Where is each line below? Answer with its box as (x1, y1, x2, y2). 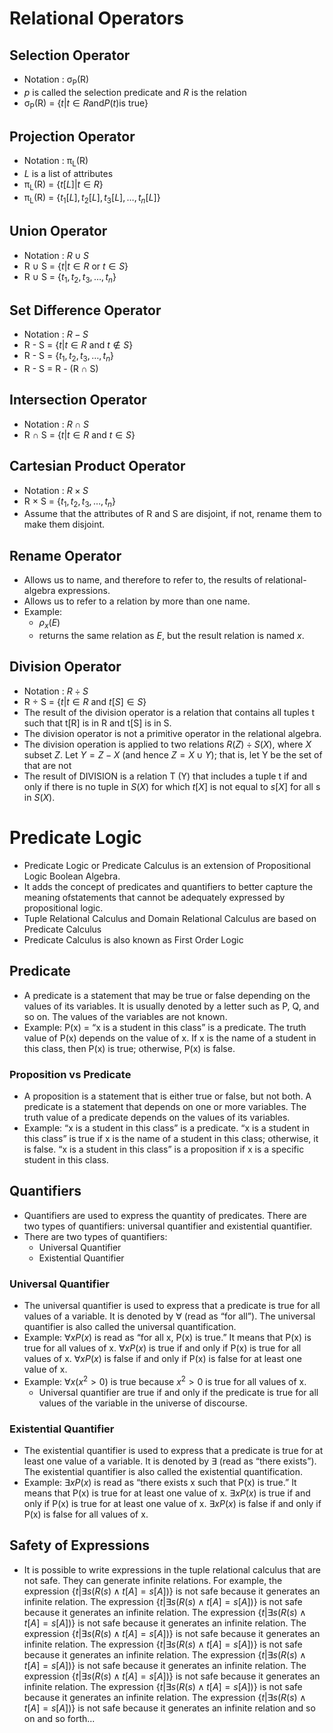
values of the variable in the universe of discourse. (38, 1397, 248, 1409)
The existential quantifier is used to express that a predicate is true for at (23, 1444, 324, 1456)
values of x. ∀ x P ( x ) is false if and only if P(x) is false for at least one (23, 1353, 302, 1365)
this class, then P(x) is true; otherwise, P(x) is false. (23, 1042, 236, 1054)
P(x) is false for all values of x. (23, 1508, 149, 1520)
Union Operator (9, 223, 108, 240)
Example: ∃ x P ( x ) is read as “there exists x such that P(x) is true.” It (23, 1476, 297, 1488)
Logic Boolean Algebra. (23, 870, 121, 882)
